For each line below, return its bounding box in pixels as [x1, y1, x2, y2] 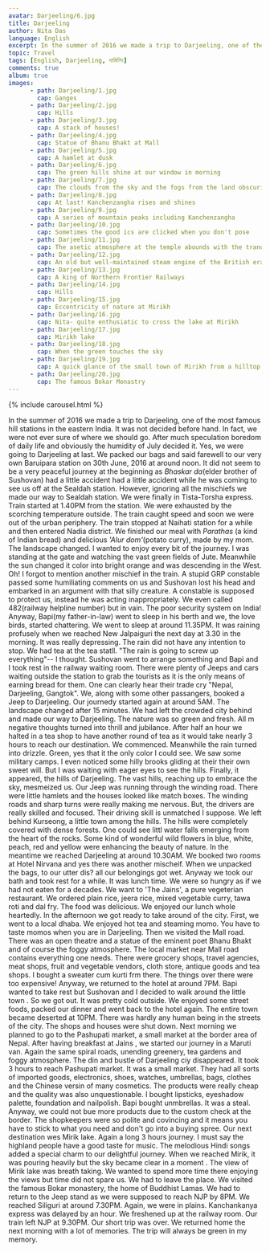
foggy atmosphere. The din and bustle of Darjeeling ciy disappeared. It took [8, 1055, 260, 1065]
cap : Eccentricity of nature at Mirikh [37, 303, 171, 311]
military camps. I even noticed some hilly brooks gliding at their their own [8, 757, 251, 766]
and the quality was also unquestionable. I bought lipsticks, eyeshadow [8, 1089, 244, 1099]
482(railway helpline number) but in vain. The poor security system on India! [8, 603, 262, 613]
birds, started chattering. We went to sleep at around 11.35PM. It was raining [8, 620, 260, 630]
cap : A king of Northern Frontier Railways [37, 273, 185, 281]
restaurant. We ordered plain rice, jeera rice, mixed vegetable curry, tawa [8, 893, 251, 903]
